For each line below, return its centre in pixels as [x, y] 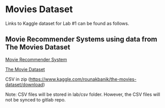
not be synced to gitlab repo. [36, 99]
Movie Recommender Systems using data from [81, 39]
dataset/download [24, 84]
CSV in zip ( [18, 79]
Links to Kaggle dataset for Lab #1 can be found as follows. [67, 23]
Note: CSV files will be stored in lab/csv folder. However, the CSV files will [83, 94]
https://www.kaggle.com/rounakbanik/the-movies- [83, 79]
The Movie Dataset [25, 69]
